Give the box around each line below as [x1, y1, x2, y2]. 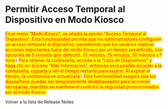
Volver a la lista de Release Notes [5, 98, 74, 104]
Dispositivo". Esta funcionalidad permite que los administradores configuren [5, 36, 161, 42]
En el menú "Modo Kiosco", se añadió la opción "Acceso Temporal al [5, 30, 146, 36]
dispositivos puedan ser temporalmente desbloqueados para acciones [5, 78, 150, 84]
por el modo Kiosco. [5, 89, 47, 95]
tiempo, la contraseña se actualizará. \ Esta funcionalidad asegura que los [5, 73, 156, 79]
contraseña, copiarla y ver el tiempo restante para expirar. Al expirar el [5, 67, 150, 73]
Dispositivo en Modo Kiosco [5, 14, 124, 25]
